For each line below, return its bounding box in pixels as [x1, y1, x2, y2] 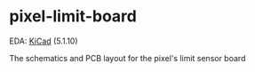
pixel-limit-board [9, 6, 138, 27]
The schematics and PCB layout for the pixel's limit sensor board [9, 52, 246, 63]
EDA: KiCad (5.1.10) [9, 36, 78, 46]
